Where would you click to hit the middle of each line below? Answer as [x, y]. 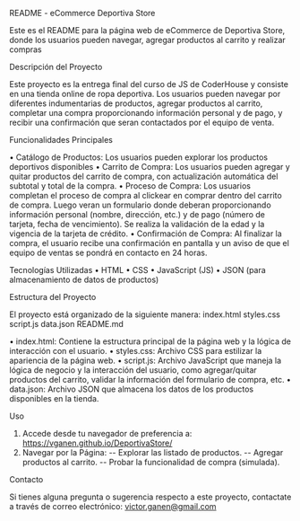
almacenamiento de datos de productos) [84, 279]
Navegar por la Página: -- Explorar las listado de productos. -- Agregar [153, 452]
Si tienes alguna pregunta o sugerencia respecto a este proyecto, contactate [150, 497]
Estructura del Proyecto [53, 297]
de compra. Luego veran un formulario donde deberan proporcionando [140, 205]
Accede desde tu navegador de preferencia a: [107, 433]
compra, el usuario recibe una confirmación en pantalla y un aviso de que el [149, 243]
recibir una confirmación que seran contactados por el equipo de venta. [142, 122]
